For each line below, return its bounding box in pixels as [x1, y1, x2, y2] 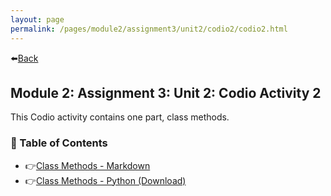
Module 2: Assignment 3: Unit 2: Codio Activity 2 [10, 84, 322, 101]
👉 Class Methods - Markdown [24, 159, 151, 171]
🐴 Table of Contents [10, 136, 108, 150]
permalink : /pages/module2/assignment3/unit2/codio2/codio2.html [10, 24, 288, 34]
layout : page [10, 14, 65, 25]
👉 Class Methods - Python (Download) [24, 174, 187, 186]
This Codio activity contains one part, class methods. [10, 111, 230, 123]
